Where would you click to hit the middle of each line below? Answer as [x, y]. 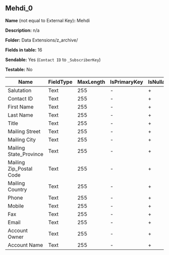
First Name [21, 107]
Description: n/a [22, 30]
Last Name [21, 115]
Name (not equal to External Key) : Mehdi [48, 20]
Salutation [20, 90]
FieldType [60, 82]
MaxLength [91, 82]
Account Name [25, 245]
